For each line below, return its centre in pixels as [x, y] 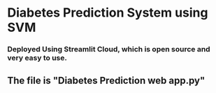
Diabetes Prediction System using [108, 13]
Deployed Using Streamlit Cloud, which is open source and [109, 49]
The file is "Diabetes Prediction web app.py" [106, 80]
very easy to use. [37, 58]
